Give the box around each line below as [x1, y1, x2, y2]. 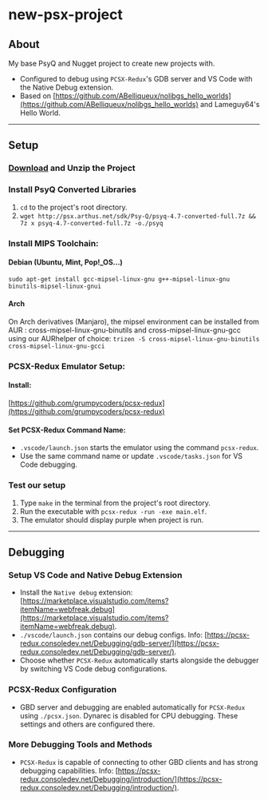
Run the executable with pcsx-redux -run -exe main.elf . [19, 506, 207, 516]
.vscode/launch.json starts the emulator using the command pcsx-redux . [19, 443, 259, 452]
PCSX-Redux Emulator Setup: [8, 360, 126, 372]
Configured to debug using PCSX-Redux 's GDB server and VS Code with [19, 74, 253, 83]
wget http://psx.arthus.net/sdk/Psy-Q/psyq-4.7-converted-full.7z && [19, 212, 257, 221]
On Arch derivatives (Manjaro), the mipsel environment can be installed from [8, 316, 259, 326]
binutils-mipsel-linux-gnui [8, 282, 102, 290]
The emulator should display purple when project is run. [19, 515, 204, 524]
